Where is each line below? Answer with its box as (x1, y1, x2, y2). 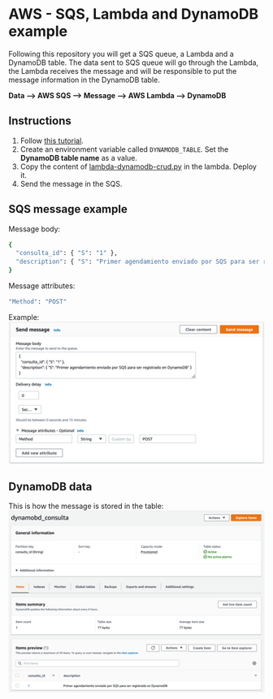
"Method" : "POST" (8, 298, 67, 306)
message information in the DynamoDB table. (8, 75, 160, 84)
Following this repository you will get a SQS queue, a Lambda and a (8, 49, 234, 58)
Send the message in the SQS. (19, 179, 123, 188)
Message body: (8, 224, 61, 234)
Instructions (8, 114, 71, 128)
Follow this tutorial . (19, 136, 84, 145)
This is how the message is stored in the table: (8, 501, 164, 511)
